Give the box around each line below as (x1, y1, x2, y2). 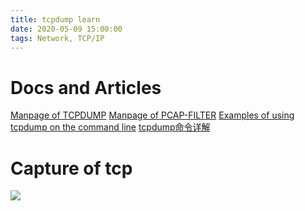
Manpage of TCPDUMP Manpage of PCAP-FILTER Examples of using (10, 109, 295, 121)
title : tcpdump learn (10, 14, 101, 25)
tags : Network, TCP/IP (10, 33, 105, 43)
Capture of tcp (10, 157, 133, 180)
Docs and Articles (10, 76, 162, 99)
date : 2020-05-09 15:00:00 (10, 24, 123, 34)
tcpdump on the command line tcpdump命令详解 (10, 121, 211, 133)
